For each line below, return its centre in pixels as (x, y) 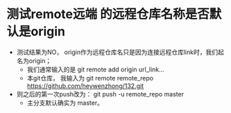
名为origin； (34, 60)
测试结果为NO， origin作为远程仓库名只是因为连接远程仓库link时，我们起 (120, 52)
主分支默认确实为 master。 (65, 103)
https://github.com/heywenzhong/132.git (85, 86)
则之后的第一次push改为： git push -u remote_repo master (100, 94)
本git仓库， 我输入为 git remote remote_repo (90, 78)
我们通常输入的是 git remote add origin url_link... (95, 69)
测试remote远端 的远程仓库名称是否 (108, 14)
